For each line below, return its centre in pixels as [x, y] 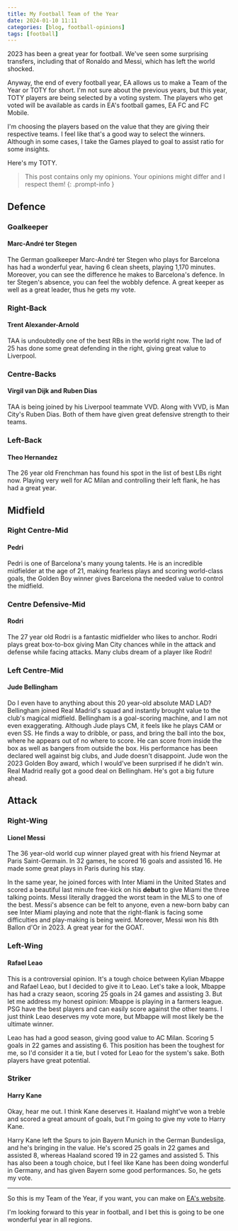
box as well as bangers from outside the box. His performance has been [113, 748]
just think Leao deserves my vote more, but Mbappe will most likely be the [116, 1016]
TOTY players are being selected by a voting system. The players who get [115, 98]
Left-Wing [25, 946]
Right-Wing [28, 821]
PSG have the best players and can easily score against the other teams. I [115, 1009]
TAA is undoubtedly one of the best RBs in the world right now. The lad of [114, 341]
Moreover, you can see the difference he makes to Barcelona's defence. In [116, 275]
